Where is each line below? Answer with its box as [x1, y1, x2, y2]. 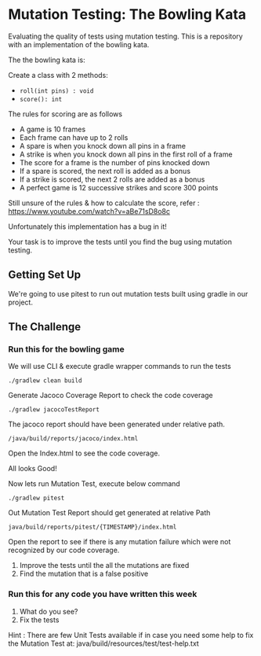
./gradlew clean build [8, 377, 82, 385]
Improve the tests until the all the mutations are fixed [19, 561, 190, 570]
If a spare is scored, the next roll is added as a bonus [19, 166, 190, 175]
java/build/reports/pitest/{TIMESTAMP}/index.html [8, 523, 177, 532]
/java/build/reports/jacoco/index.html [8, 435, 139, 443]
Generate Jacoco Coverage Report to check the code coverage [8, 391, 213, 400]
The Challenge [8, 320, 82, 334]
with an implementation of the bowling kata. [8, 39, 150, 49]
